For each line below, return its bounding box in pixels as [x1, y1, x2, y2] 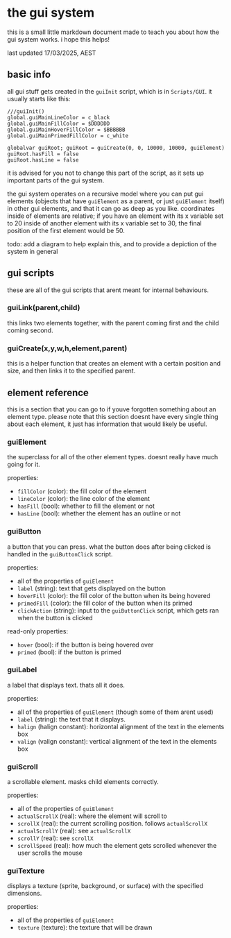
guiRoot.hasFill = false [7, 151, 79, 157]
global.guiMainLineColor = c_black [7, 114, 110, 121]
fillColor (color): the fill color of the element [17, 487, 147, 495]
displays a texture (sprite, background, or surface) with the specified [7, 882, 203, 890]
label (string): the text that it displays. [17, 715, 126, 723]
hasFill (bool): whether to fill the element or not [17, 502, 155, 511]
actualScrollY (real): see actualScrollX [17, 827, 131, 835]
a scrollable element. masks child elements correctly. [7, 778, 159, 786]
